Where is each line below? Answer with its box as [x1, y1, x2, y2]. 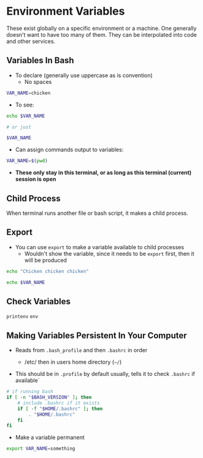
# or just [6, 124, 32, 130]
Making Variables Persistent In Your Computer [6, 330, 187, 340]
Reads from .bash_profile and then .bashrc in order [15, 347, 148, 354]
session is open [15, 176, 56, 183]
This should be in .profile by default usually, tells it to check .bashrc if [15, 370, 195, 378]
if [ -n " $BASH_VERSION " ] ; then [6, 394, 92, 400]
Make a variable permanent [15, 434, 85, 441]
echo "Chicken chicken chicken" [6, 268, 89, 274]
